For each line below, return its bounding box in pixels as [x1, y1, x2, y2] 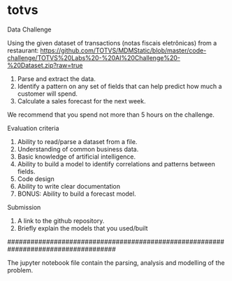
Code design [17, 174, 55, 183]
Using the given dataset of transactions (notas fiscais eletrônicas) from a [7, 38, 217, 47]
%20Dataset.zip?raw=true [7, 61, 83, 69]
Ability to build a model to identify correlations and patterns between [17, 159, 215, 168]
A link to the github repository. [17, 216, 105, 225]
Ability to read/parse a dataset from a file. [17, 137, 138, 145]
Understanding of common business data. [17, 145, 139, 153]
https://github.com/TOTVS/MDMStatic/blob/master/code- [40, 46, 207, 55]
